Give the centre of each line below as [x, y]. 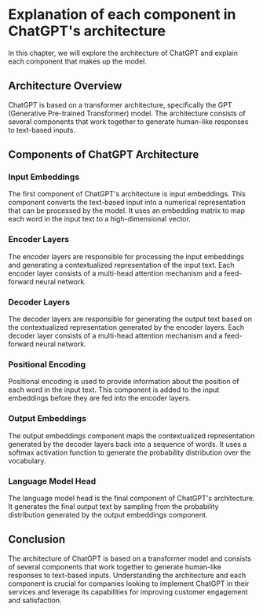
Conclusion [37, 540]
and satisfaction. [35, 600]
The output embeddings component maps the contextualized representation [131, 435]
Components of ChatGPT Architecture [104, 155]
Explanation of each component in [122, 15]
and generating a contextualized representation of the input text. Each [121, 265]
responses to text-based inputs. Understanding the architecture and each [127, 575]
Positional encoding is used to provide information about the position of [124, 382]
